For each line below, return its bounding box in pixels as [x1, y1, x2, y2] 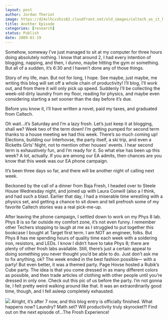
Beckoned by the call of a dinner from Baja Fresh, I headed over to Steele [5, 182, 156, 188]
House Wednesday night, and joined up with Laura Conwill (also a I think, [5, 188, 155, 194]
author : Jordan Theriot [5, 12, 55, 17]
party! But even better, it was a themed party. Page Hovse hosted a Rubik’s [5, 261, 159, 267]
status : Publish [5, 31, 39, 36]
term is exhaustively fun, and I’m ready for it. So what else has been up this [5, 147, 160, 153]
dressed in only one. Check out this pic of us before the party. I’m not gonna [5, 277, 162, 283]
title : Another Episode [5, 21, 55, 27]
